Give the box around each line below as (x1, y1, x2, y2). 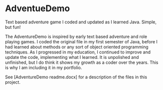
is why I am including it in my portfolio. (5, 64, 82, 71)
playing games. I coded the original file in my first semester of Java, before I (5, 38, 158, 44)
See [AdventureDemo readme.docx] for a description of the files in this (5, 74, 147, 80)
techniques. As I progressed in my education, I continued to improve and (5, 49, 151, 55)
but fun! (5, 24, 21, 30)
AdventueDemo (5, 3, 70, 14)
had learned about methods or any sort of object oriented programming (5, 44, 148, 50)
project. (5, 79, 21, 85)
